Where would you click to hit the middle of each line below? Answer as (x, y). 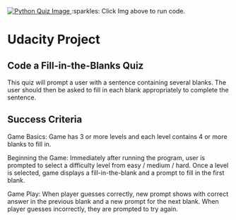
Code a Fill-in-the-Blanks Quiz (76, 65)
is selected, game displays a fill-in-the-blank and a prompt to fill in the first (116, 173)
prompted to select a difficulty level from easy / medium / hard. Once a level (118, 165)
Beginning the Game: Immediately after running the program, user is (106, 157)
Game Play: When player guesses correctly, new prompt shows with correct (118, 194)
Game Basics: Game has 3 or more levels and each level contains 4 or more (117, 136)
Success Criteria (45, 120)
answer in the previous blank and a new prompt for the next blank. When (113, 201)
